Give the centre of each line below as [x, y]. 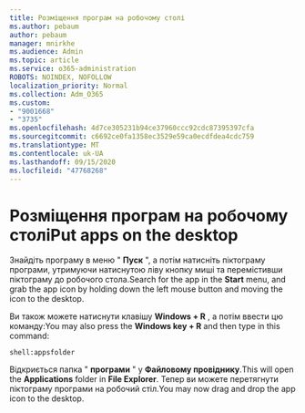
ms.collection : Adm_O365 [56, 94]
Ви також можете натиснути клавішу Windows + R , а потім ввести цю [147, 316]
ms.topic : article [44, 60]
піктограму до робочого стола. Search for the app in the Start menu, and [148, 280]
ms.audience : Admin [46, 52]
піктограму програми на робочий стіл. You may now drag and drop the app [152, 389]
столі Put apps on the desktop [124, 235]
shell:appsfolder [42, 353]
